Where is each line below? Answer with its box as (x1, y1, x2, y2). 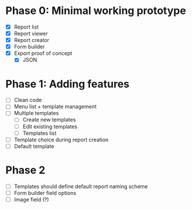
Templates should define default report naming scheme (13, 183, 148, 190)
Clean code (13, 96, 42, 103)
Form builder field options (13, 189, 77, 196)
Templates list (22, 130, 57, 137)
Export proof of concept (13, 50, 73, 57)
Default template (13, 142, 54, 149)
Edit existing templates (22, 123, 78, 130)
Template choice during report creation (13, 136, 109, 143)
